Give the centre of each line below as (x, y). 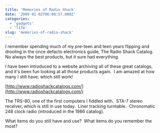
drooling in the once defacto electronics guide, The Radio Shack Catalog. (79, 52)
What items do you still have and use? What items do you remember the (79, 121)
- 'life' (18, 28)
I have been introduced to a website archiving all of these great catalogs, (79, 66)
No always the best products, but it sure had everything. (62, 57)
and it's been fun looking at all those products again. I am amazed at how (80, 71)
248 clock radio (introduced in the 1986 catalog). (55, 111)
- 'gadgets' (22, 23)
